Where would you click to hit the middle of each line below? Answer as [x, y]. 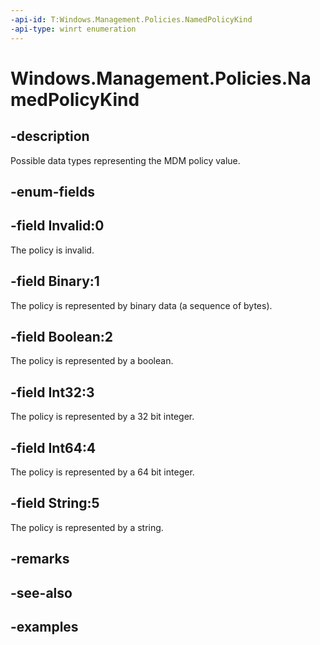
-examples [44, 626]
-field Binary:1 [55, 281]
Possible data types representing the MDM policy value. [125, 160]
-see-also [41, 592]
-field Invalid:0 [57, 226]
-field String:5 [55, 503]
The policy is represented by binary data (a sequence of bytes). [141, 305]
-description [50, 136]
